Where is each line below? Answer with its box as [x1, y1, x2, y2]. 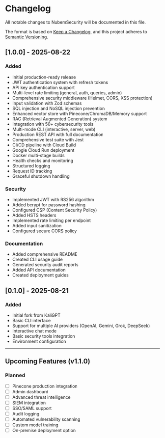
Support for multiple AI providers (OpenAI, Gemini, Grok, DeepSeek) [12, 323, 150, 328]
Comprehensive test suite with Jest [12, 137, 84, 142]
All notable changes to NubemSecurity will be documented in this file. [5, 19, 146, 25]
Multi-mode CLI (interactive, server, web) [12, 126, 96, 132]
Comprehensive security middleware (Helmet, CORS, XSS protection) [12, 95, 153, 101]
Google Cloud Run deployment [12, 147, 75, 153]
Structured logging [12, 163, 51, 168]
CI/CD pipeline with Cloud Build [12, 142, 76, 148]
